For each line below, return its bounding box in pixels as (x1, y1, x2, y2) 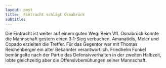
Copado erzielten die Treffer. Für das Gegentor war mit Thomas (5, 41, 138, 47)
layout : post (5, 7, 33, 13)
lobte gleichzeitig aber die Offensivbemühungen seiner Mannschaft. (5, 57, 147, 63)
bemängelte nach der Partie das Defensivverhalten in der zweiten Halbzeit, (5, 52, 161, 58)
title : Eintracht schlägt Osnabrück (5, 12, 85, 17)
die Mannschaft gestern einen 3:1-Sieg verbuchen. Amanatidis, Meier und (5, 36, 159, 42)
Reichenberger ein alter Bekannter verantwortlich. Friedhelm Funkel (5, 46, 146, 53)
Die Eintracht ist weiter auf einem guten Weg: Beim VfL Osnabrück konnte (5, 31, 159, 37)
